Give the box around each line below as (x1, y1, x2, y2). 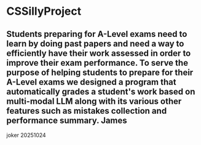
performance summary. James (6, 115, 127, 125)
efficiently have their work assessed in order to (6, 48, 191, 58)
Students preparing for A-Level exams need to (6, 29, 187, 39)
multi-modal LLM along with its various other (6, 96, 182, 106)
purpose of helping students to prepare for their (6, 67, 194, 77)
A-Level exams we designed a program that (6, 77, 176, 87)
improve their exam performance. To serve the (6, 57, 189, 68)
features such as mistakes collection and (6, 106, 167, 116)
